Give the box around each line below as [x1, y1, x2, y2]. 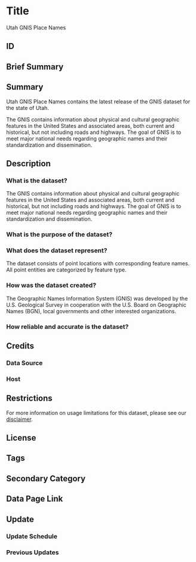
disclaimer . [6, 416, 33, 423]
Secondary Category [6, 474, 85, 484]
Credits [6, 341, 35, 351]
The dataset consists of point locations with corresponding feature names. [6, 260, 190, 267]
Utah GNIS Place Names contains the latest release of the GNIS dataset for [6, 97, 190, 105]
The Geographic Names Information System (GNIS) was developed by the [6, 295, 188, 302]
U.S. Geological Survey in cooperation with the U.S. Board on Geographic [6, 301, 187, 309]
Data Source [6, 359, 43, 367]
